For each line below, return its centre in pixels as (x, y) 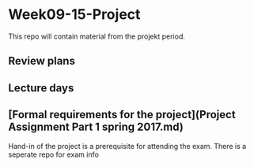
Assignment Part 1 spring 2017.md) (96, 127)
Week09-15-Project (74, 15)
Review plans (42, 61)
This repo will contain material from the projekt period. (97, 36)
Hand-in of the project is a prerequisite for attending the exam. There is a (127, 146)
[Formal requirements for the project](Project (122, 115)
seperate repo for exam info (53, 154)
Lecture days (41, 88)
